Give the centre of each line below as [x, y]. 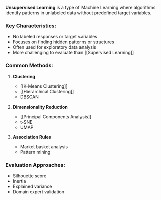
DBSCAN [29, 97]
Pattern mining [35, 152]
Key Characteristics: [31, 26]
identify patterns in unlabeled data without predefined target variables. [78, 13]
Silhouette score [29, 176]
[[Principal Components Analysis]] [56, 116]
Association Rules [32, 137]
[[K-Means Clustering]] [44, 86]
